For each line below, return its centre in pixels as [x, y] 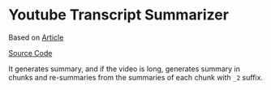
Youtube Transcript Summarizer [119, 15]
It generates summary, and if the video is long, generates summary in [125, 69]
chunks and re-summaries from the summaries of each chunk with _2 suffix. [136, 77]
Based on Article [36, 37]
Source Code [30, 53]
